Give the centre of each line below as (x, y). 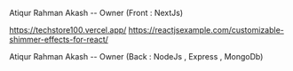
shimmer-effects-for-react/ (59, 39)
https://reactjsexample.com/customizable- (206, 30)
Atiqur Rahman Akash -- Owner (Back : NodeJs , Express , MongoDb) (136, 56)
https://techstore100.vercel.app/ (68, 30)
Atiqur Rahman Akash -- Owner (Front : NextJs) (96, 13)
